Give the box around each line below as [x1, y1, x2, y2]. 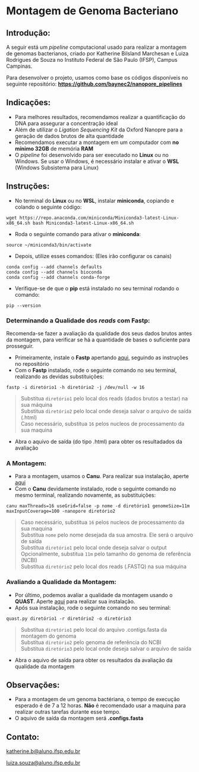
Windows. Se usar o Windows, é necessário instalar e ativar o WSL [14, 158, 179, 165]
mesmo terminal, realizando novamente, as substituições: [14, 492, 156, 499]
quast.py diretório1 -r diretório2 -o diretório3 [6, 616, 132, 622]
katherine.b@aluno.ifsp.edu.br [6, 748, 81, 755]
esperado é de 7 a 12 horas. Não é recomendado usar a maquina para [14, 702, 186, 709]
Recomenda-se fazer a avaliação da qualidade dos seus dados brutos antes [6, 329, 192, 337]
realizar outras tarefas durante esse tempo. [14, 708, 121, 715]
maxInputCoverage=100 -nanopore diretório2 [6, 509, 116, 514]
